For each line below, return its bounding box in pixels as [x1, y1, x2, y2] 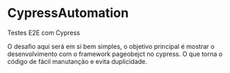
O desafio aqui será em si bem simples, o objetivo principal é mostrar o [7, 42, 214, 50]
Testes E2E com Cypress [7, 28, 80, 37]
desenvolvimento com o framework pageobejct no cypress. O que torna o [7, 50, 223, 58]
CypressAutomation [7, 5, 129, 21]
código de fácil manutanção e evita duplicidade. [7, 57, 147, 65]
